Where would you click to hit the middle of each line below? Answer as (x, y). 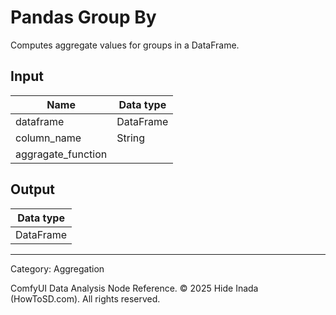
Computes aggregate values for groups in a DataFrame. (125, 45)
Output (32, 189)
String (131, 138)
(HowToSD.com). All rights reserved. (85, 298)
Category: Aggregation (57, 268)
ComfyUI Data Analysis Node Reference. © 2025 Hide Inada (134, 288)
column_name (48, 138)
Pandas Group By (83, 17)
